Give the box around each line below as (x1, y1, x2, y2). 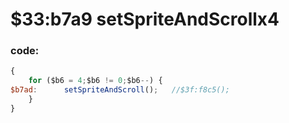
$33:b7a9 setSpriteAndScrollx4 (10, 8, 280, 31)
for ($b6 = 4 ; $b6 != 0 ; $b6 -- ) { (28, 76, 163, 86)
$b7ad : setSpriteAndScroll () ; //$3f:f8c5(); (10, 85, 230, 95)
